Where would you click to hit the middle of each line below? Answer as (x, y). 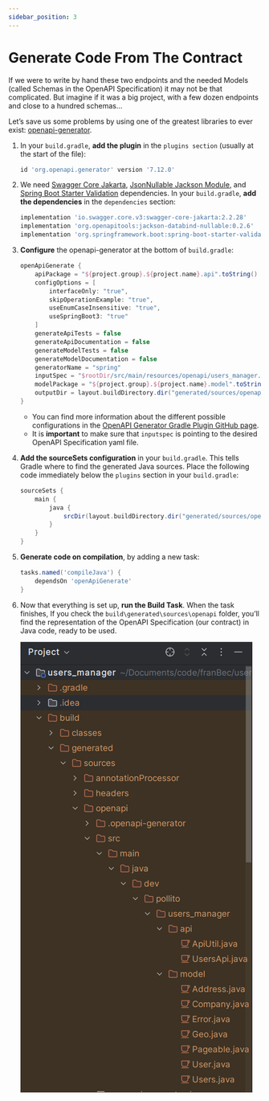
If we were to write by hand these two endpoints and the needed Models (128, 80)
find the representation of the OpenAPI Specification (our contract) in (134, 622)
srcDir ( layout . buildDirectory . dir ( (123, 516)
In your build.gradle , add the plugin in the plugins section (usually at (137, 145)
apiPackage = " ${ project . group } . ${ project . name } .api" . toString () (147, 274)
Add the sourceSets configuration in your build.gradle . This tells (129, 457)
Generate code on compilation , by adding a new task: (110, 557)
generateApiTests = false (78, 334)
